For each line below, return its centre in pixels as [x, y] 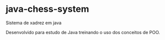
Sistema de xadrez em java [34, 23]
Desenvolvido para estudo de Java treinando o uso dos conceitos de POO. [83, 32]
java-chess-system [48, 9]
